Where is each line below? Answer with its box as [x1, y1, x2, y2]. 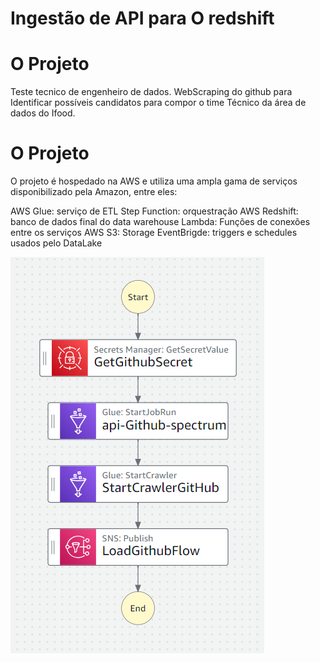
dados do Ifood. [10, 107, 76, 119]
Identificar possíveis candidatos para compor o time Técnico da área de [10, 97, 307, 109]
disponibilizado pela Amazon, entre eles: [10, 186, 178, 198]
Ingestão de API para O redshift [10, 7, 275, 30]
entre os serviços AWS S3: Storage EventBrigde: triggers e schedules [10, 227, 298, 239]
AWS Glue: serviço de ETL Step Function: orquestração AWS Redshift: [10, 205, 299, 217]
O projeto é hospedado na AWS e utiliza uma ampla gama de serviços [10, 175, 298, 187]
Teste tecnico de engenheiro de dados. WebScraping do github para [10, 86, 293, 98]
